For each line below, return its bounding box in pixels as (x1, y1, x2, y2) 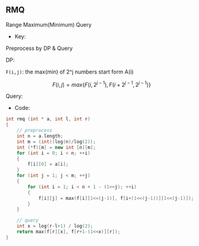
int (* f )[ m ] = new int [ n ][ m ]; (16, 144, 96, 151)
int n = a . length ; (16, 133, 63, 139)
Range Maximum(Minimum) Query (5, 21, 92, 28)
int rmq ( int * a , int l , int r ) (5, 116, 91, 122)
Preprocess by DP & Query (5, 44, 73, 52)
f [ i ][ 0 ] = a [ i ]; (27, 161, 69, 168)
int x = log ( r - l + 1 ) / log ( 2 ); (16, 223, 94, 230)
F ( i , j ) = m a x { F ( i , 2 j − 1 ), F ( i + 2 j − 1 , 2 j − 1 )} (52, 80, 152, 88)
